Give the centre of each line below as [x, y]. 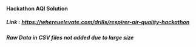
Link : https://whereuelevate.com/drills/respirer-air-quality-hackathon [98, 22]
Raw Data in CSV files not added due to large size [70, 37]
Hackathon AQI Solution [37, 8]
